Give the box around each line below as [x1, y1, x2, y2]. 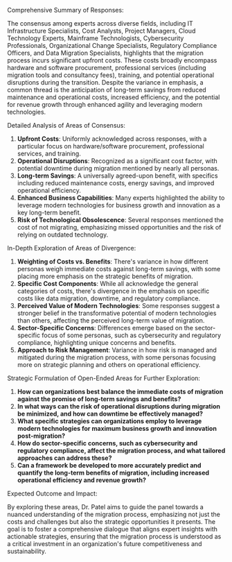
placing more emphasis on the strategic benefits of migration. [17, 272, 194, 280]
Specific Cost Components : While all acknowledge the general [17, 280, 199, 287]
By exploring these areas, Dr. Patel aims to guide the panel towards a [7, 503, 204, 511]
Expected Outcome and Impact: [7, 489, 98, 497]
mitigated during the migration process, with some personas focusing [17, 353, 216, 361]
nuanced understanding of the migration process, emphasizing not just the [7, 510, 220, 518]
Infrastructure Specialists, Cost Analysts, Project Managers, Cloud [7, 27, 196, 35]
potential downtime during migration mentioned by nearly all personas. [17, 164, 220, 172]
